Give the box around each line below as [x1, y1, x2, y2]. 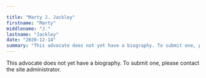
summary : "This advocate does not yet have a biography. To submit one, [6, 43, 196, 49]
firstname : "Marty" [6, 19, 56, 26]
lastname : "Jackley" [6, 31, 59, 37]
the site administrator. [6, 66, 61, 73]
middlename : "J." [6, 26, 51, 32]
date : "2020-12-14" [6, 37, 56, 43]
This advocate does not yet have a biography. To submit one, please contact [6, 59, 200, 66]
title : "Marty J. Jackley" [6, 14, 75, 20]
